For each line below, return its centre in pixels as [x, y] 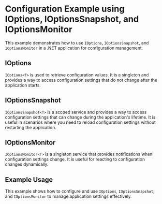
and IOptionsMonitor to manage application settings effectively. [68, 196]
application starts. [23, 85]
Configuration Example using [65, 9]
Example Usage [29, 180]
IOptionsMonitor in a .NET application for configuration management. [74, 48]
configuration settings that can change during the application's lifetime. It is [80, 117]
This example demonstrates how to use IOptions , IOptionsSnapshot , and [77, 43]
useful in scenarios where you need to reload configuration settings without [81, 122]
